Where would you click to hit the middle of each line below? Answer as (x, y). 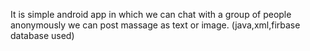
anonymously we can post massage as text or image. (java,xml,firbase (155, 25)
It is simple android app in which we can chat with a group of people (151, 14)
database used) (42, 35)
